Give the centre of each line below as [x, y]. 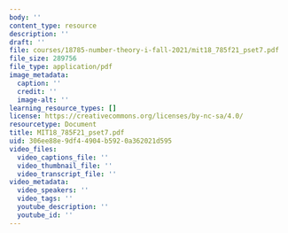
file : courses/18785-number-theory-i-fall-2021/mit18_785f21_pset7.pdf [144, 50]
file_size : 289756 [43, 58]
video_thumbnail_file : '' [65, 166]
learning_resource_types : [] [63, 108]
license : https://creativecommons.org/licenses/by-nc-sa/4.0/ [126, 116]
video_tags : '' [45, 199]
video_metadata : [39, 183]
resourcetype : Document [53, 125]
